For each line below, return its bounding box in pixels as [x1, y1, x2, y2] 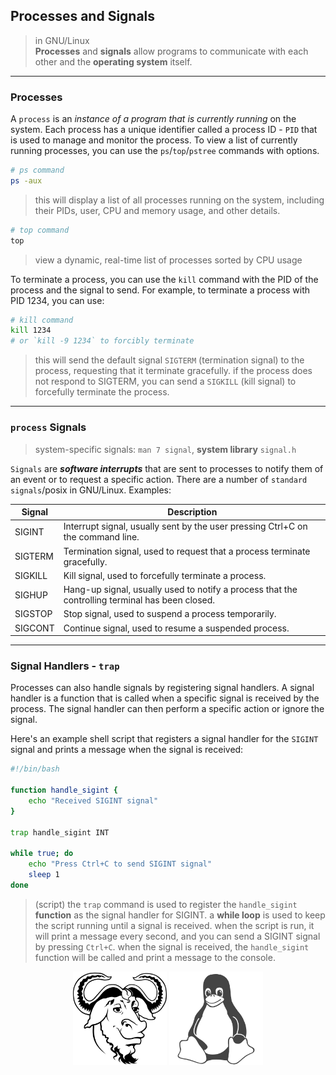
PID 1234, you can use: [10, 294, 105, 306]
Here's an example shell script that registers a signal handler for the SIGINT [10, 733, 319, 745]
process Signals [10, 420, 87, 434]
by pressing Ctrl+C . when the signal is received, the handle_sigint [34, 940, 310, 953]
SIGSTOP [14, 608, 53, 620]
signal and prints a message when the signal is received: [10, 744, 244, 756]
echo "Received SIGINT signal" [28, 795, 159, 806]
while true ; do [10, 849, 74, 859]
